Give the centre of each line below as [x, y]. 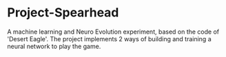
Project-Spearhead [63, 13]
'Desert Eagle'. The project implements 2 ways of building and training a [109, 38]
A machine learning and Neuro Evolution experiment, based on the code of [113, 32]
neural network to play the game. [54, 46]
